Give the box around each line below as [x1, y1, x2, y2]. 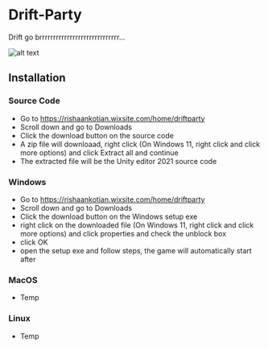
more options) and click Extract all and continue [19, 147, 179, 158]
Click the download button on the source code [19, 130, 175, 140]
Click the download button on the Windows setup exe [19, 211, 198, 221]
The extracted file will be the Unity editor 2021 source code [19, 156, 217, 166]
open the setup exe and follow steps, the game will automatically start [19, 245, 252, 255]
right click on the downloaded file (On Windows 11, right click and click [19, 220, 254, 230]
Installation [8, 71, 66, 85]
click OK [19, 237, 48, 247]
